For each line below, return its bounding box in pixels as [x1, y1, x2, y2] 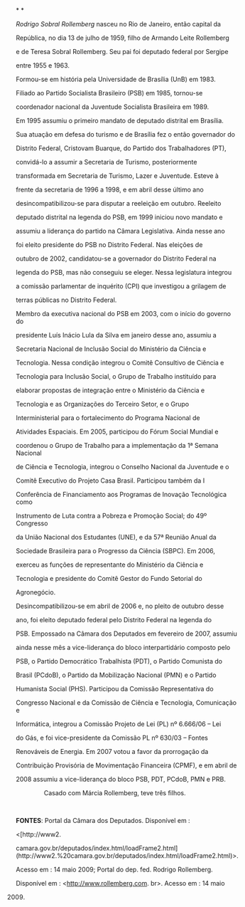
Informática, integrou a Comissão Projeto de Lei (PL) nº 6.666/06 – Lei [16, 720, 222, 728]
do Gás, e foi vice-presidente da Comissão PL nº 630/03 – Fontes [16, 733, 209, 742]
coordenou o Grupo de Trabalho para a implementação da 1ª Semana [16, 441, 219, 449]
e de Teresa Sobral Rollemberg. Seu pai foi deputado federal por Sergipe [16, 48, 229, 56]
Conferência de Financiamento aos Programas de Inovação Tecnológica [16, 491, 227, 498]
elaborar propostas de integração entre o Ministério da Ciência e [16, 386, 205, 394]
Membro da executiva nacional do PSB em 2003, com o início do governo [16, 310, 231, 318]
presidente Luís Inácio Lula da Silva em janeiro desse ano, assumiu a [16, 331, 217, 339]
